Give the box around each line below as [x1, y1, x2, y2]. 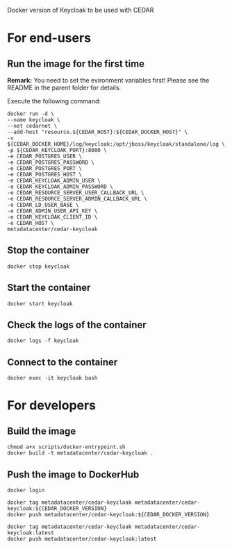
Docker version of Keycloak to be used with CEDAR [7, 6, 154, 14]
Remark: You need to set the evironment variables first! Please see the [7, 76, 210, 84]
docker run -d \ [7, 110, 54, 117]
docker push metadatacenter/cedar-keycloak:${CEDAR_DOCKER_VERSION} [7, 512, 210, 518]
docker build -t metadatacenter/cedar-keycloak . [7, 450, 154, 457]
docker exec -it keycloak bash [7, 375, 98, 382]
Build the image [7, 425, 76, 437]
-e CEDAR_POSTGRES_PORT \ [7, 165, 82, 172]
